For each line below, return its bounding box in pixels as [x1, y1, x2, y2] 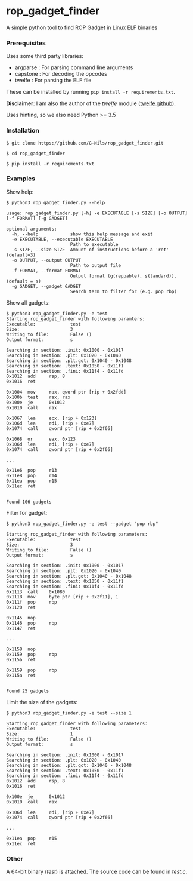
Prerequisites [6, 39, 46, 47]
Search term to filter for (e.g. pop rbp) [70, 288, 178, 294]
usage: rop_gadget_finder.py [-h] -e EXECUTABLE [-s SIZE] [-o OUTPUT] [6, 210, 188, 216]
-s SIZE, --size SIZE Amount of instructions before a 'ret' [11, 247, 169, 253]
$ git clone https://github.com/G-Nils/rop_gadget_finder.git [6, 140, 164, 146]
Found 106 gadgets [6, 499, 52, 505]
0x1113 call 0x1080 [6, 588, 66, 595]
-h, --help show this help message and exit [11, 231, 153, 237]
